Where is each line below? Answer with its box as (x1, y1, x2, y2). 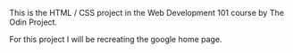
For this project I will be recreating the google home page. (9, 34, 222, 44)
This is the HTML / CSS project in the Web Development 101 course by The (9, 8, 284, 18)
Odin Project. (9, 17, 58, 27)
